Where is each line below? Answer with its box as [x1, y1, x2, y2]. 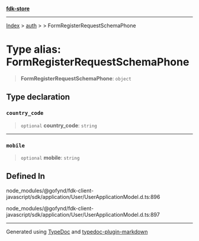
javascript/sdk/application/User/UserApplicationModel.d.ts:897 [6, 211, 160, 218]
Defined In [6, 171, 46, 181]
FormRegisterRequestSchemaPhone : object [20, 75, 131, 82]
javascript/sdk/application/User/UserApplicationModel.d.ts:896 [6, 193, 161, 200]
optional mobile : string [20, 154, 80, 161]
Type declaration [6, 92, 70, 102]
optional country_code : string [20, 121, 98, 129]
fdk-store [6, 5, 30, 12]
